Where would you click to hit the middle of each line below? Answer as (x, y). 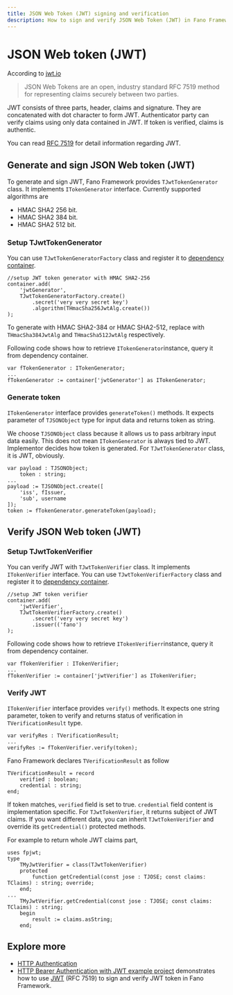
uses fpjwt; (24, 853)
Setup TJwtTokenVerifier (50, 552)
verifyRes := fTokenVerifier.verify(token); (72, 747)
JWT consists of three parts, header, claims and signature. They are (104, 107)
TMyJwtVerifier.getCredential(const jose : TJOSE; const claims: (116, 901)
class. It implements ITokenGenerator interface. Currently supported (104, 189)
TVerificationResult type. (45, 723)
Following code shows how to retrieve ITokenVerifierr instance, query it (110, 643)
